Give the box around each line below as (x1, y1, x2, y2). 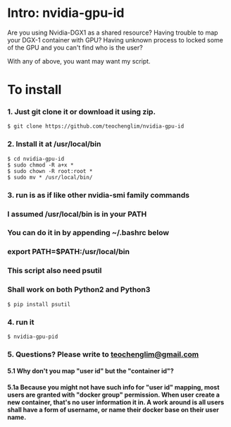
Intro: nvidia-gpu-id (7, 5, 125, 21)
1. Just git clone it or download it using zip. (7, 107, 156, 117)
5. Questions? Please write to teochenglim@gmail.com (7, 349, 199, 359)
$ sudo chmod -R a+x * (7, 161, 74, 169)
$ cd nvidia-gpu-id (7, 155, 65, 162)
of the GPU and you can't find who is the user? (7, 43, 143, 52)
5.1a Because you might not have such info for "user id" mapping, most (7, 383, 220, 392)
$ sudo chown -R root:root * (7, 167, 93, 174)
